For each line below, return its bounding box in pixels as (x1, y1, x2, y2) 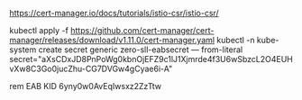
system (9, 44, 37, 55)
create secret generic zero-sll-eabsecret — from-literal (38, 44, 243, 55)
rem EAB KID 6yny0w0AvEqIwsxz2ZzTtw (9, 81, 162, 91)
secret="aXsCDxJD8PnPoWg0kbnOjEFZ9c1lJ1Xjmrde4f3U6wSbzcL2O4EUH (9, 54, 293, 64)
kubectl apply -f (9, 25, 69, 35)
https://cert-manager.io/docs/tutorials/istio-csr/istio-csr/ (9, 8, 219, 18)
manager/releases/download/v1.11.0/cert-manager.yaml (9, 35, 215, 45)
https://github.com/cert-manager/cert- (70, 25, 215, 35)
